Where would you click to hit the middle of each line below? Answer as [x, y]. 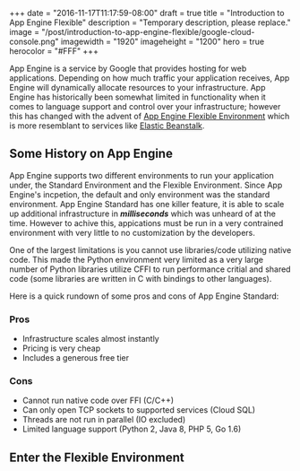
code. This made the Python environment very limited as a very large [137, 259]
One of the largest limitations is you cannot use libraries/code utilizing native [150, 249]
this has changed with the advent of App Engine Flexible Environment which [150, 116]
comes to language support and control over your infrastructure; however [145, 106]
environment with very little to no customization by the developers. [132, 232]
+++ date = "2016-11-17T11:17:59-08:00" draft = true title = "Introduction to [147, 13]
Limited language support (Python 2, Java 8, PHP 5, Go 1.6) [132, 429]
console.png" [34, 41]
